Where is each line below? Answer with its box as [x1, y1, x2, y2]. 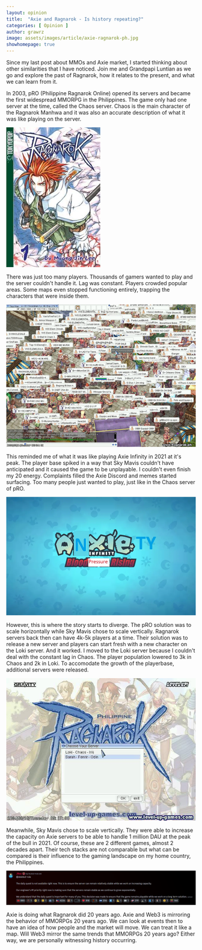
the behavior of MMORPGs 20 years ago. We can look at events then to [6, 917, 183, 925]
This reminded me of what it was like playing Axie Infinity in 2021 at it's [6, 453, 182, 461]
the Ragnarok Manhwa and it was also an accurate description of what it [6, 109, 185, 116]
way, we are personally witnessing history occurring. [6, 936, 137, 943]
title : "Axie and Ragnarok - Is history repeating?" [6, 16, 144, 22]
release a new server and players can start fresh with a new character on [6, 641, 188, 648]
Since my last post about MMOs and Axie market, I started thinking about [6, 59, 188, 66]
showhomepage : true [6, 42, 55, 48]
